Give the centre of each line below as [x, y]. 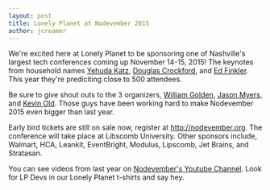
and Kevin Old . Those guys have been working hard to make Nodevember [131, 103]
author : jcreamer [37, 31]
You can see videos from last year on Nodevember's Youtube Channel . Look [135, 169]
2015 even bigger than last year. [61, 112]
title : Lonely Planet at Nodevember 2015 [79, 23]
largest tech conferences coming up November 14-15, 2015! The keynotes [131, 62]
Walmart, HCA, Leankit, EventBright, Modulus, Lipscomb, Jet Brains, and [129, 145]
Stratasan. [25, 153]
